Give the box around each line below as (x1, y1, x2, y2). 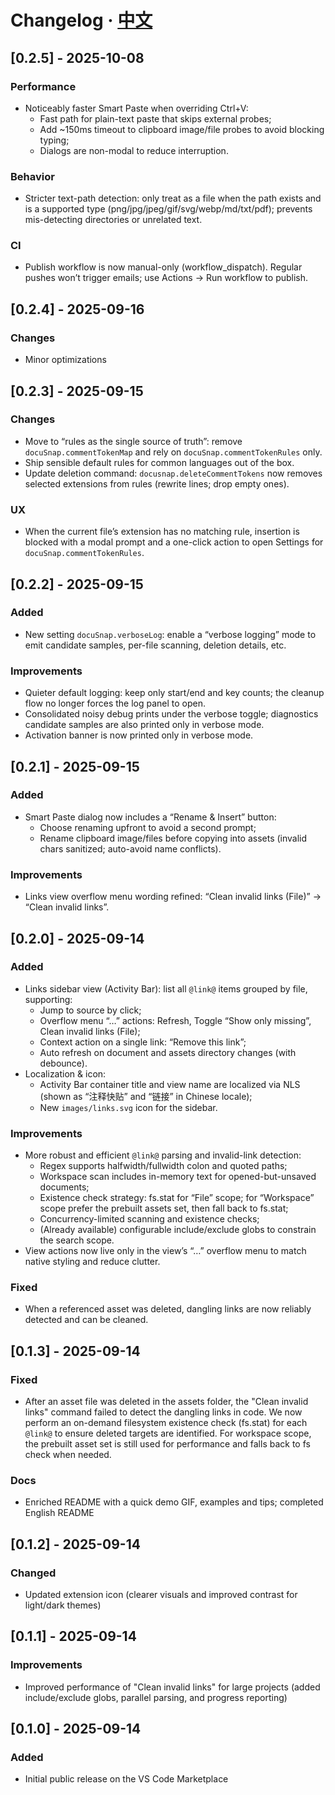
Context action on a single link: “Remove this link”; (39, 1036, 247, 1048)
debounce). (39, 1057, 88, 1069)
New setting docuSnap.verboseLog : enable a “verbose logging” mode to (24, 628, 317, 640)
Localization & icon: (24, 1067, 107, 1080)
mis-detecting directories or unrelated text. (24, 214, 203, 226)
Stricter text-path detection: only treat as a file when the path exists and (24, 192, 322, 205)
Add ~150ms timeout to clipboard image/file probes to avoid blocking (39, 123, 325, 135)
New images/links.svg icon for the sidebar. (39, 1101, 218, 1113)
